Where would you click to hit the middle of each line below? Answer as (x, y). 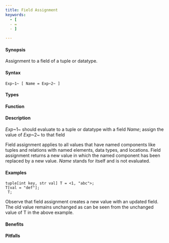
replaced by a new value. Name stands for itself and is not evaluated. (78, 160)
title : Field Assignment (32, 10)
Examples (16, 172)
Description (18, 118)
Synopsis (16, 49)
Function (15, 106)
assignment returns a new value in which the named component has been (83, 155)
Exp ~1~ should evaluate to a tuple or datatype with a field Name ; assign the (84, 129)
